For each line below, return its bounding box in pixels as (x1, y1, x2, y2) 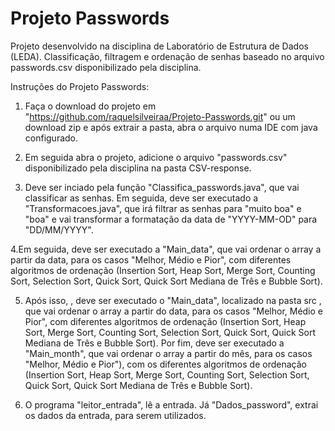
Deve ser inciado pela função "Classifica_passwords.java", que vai (24, 181, 300, 193)
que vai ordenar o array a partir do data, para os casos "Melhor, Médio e (24, 305, 324, 317)
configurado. (24, 132, 79, 144)
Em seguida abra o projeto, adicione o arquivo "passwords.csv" (24, 151, 288, 163)
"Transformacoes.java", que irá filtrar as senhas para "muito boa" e (24, 202, 302, 214)
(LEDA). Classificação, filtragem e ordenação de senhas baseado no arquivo (10, 50, 325, 62)
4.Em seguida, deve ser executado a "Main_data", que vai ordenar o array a (10, 243, 322, 255)
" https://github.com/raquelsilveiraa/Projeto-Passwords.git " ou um (24, 110, 296, 122)
